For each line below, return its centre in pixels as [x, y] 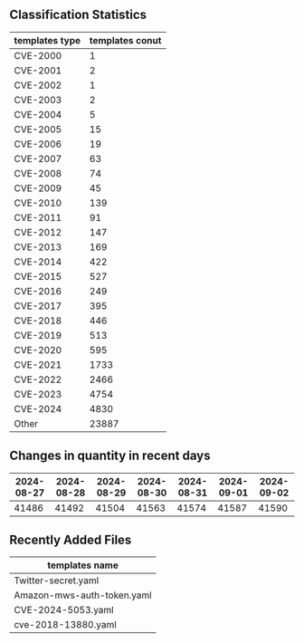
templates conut [125, 40]
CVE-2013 [38, 246]
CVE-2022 [38, 379]
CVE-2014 [38, 262]
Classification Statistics [78, 15]
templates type [47, 40]
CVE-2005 [38, 129]
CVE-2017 [38, 305]
